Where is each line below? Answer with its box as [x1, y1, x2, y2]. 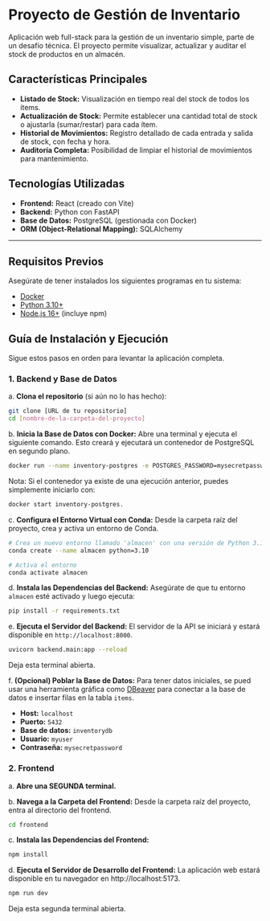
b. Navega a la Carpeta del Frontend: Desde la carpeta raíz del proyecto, [8, 796, 251, 806]
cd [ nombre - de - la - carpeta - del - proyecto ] [8, 415, 146, 423]
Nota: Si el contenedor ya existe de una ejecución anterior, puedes [8, 477, 229, 486]
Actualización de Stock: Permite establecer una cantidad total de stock [19, 111, 258, 121]
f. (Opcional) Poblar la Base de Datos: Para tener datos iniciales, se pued [8, 676, 252, 686]
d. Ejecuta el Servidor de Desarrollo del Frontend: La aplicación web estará [8, 866, 260, 875]
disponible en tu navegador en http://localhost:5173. [8, 874, 181, 883]
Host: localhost [19, 709, 74, 718]
